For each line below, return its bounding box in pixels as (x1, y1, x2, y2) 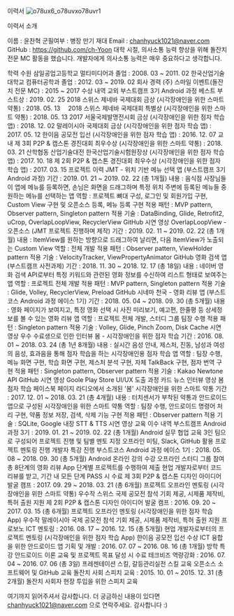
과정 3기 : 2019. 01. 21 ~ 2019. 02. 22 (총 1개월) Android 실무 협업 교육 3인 (7, 428, 213, 437)
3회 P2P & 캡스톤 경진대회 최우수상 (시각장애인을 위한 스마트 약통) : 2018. (22, 139, 223, 147)
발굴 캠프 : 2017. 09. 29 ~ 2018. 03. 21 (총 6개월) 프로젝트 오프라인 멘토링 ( (7, 481, 213, 489)
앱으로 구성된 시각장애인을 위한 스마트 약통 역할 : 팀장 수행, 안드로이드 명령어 (7, 402, 216, 410)
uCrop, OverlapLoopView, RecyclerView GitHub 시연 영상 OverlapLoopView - (7, 218, 227, 226)
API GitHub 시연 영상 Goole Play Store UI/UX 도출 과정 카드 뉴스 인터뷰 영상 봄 (7, 376, 224, 384)
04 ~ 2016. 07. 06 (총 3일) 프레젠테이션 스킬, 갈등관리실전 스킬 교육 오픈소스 (7, 560, 217, 568)
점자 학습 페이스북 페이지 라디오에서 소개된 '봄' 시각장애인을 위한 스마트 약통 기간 (7, 385, 227, 392)
